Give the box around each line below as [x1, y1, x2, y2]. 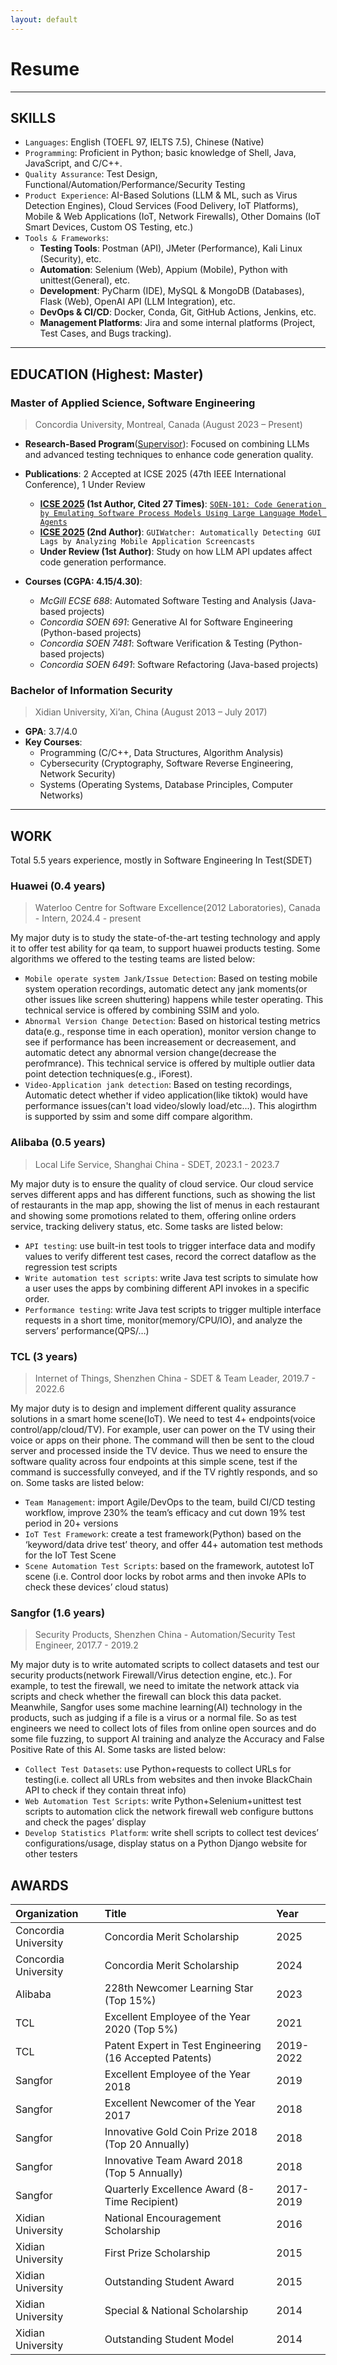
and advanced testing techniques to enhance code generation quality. [24, 449, 314, 461]
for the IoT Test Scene [24, 1549, 117, 1561]
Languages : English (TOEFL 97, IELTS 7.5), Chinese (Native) [24, 136, 265, 148]
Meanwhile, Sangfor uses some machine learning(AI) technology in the [10, 1701, 303, 1713]
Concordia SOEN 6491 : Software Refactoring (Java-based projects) [39, 659, 319, 671]
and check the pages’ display [24, 1816, 147, 1828]
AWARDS [10, 1877, 69, 1894]
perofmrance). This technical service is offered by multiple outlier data [24, 1057, 316, 1070]
